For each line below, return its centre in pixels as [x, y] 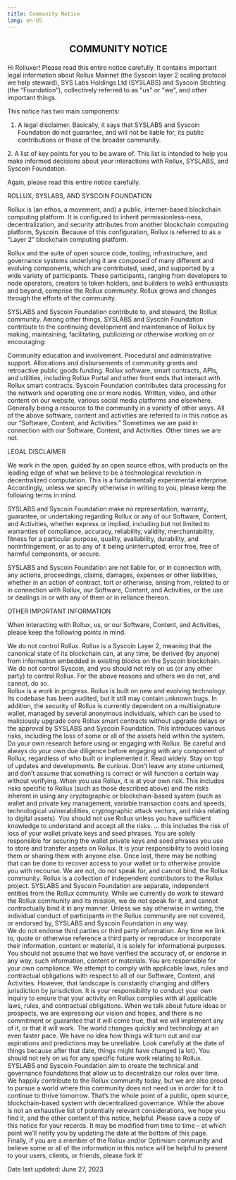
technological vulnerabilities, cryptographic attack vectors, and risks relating [118, 810]
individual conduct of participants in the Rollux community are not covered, [116, 916]
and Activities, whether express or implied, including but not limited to [108, 523]
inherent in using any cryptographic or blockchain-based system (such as [114, 796]
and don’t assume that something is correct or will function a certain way [113, 773]
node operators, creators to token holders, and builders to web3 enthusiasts [118, 283]
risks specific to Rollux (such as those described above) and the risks [108, 788]
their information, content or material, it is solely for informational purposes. [117, 945]
